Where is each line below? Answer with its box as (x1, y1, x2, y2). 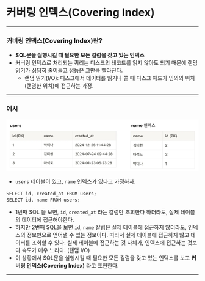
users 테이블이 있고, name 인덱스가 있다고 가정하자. (15, 178, 136, 185)
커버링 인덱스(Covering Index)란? (6, 36, 103, 45)
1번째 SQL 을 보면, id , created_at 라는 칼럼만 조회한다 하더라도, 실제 (15, 208, 179, 216)
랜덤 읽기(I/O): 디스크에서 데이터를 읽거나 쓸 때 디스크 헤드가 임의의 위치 (24, 75, 195, 82)
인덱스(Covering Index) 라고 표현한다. (26, 261, 119, 269)
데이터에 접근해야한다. (21, 216, 74, 223)
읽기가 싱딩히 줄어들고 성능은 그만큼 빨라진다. (15, 67, 123, 74)
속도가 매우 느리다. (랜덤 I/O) (21, 246, 90, 254)
